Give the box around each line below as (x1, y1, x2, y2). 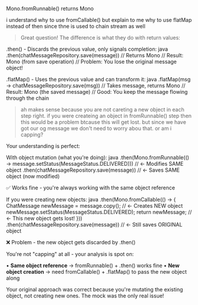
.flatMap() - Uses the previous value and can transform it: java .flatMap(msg (6, 76, 191, 83)
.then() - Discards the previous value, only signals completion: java (6, 45, 169, 53)
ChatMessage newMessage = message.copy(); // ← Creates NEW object (6, 202, 183, 209)
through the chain (6, 94, 49, 101)
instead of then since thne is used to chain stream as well (6, 23, 146, 29)
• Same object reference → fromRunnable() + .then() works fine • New (6, 262, 180, 269)
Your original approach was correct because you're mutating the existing (6, 286, 183, 293)
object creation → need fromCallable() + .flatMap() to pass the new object (6, 268, 187, 275)
